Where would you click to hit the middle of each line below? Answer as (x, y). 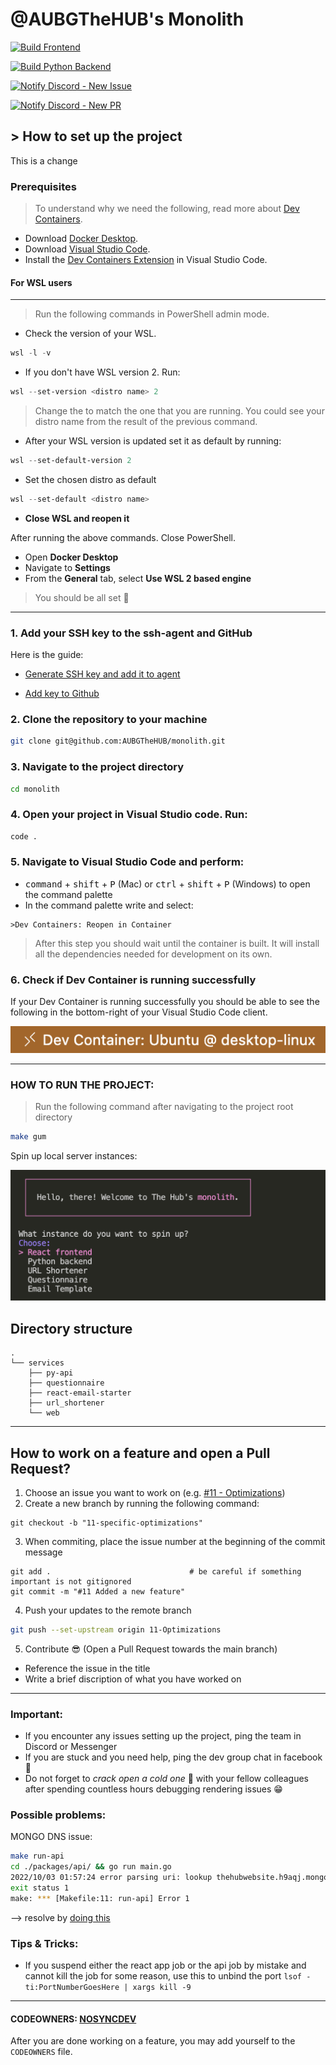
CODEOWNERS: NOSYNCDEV (73, 2019)
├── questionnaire (66, 1383)
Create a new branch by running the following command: (142, 1503)
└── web (44, 1413)
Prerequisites (43, 186)
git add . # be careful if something (156, 1571)
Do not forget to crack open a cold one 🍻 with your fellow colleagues (166, 1779)
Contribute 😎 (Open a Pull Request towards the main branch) (151, 1649)
